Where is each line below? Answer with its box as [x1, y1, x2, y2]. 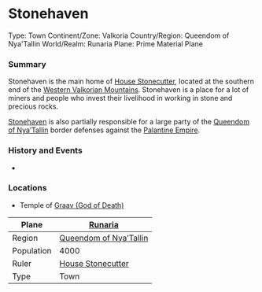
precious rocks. [8, 102, 59, 111]
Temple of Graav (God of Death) [19, 200, 124, 209]
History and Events [8, 145, 83, 156]
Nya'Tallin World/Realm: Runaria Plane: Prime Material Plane [8, 39, 203, 48]
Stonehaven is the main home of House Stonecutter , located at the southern [8, 76, 254, 87]
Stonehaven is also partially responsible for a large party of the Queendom [8, 117, 250, 127]
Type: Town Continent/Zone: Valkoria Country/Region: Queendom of [8, 31, 230, 40]
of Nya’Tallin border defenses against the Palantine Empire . [8, 125, 201, 135]
